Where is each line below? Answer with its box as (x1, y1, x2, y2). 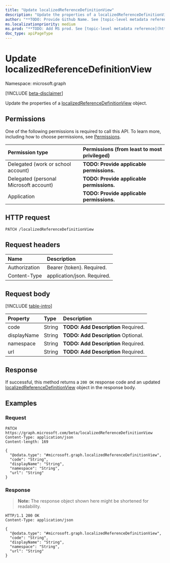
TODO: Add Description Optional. (63, 332, 143, 339)
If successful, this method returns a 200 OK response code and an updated (5, 379, 160, 385)
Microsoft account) (8, 181, 54, 188)
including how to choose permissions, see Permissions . (5, 133, 121, 139)
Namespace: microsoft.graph (5, 80, 66, 86)
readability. (17, 503, 41, 509)
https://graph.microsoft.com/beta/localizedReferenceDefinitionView (5, 430, 153, 435)
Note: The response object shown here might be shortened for (17, 498, 149, 504)
